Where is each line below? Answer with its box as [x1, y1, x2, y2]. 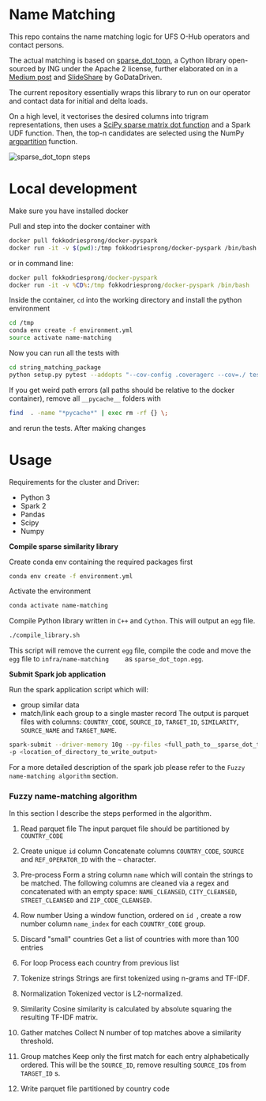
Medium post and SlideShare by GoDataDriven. [9, 72, 163, 82]
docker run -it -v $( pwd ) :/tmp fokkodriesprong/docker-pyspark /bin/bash [9, 244, 257, 252]
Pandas [20, 509, 46, 519]
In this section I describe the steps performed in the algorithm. [9, 809, 212, 818]
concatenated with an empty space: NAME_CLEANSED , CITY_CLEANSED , [20, 887, 238, 897]
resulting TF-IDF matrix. [20, 1012, 99, 1023]
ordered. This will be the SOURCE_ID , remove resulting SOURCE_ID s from [20, 1060, 247, 1070]
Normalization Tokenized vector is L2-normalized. [20, 989, 183, 999]
